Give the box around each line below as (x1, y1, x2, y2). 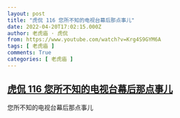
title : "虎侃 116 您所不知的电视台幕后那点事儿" (7, 17, 135, 24)
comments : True (7, 50, 52, 57)
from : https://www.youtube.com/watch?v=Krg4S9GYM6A (7, 36, 161, 43)
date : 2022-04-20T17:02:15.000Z (7, 23, 102, 30)
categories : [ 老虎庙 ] (7, 56, 74, 63)
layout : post (7, 10, 46, 17)
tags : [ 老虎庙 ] (7, 43, 55, 50)
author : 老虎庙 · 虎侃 (7, 29, 69, 37)
